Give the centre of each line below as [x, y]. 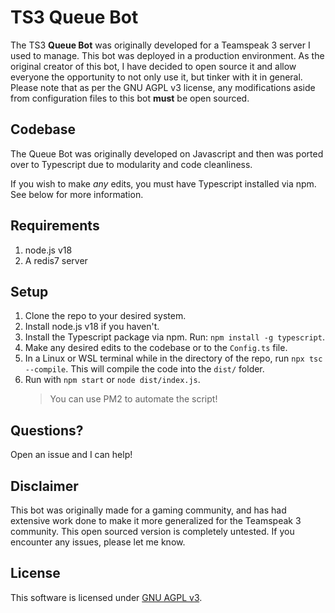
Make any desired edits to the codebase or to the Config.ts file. [156, 348]
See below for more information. [77, 194]
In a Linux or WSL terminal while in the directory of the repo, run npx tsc [173, 358]
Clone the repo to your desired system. [105, 316]
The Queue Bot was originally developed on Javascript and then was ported [167, 153]
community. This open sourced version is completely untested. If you [152, 531]
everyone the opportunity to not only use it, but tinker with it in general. [156, 77]
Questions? [47, 430]
